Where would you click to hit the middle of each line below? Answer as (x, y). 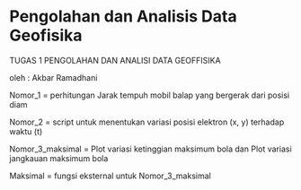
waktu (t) (26, 131)
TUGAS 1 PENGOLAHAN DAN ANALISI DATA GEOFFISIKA (115, 60)
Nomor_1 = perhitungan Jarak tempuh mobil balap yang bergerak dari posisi (150, 95)
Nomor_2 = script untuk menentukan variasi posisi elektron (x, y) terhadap (147, 122)
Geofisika (46, 35)
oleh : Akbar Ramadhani (53, 77)
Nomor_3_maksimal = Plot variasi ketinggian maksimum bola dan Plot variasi (150, 149)
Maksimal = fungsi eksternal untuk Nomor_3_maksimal (110, 176)
